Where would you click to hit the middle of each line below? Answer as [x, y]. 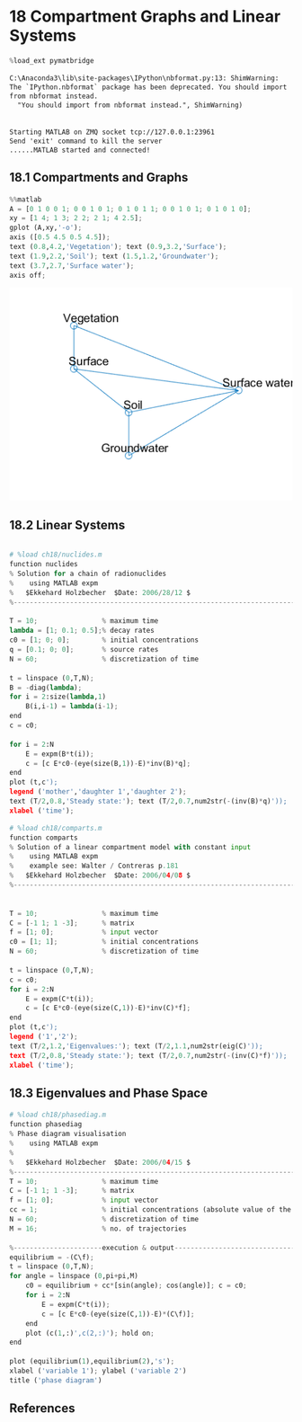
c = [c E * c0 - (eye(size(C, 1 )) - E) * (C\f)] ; [118, 1314]
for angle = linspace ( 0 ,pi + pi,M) [74, 1276]
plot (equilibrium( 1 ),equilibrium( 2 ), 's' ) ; [92, 1362]
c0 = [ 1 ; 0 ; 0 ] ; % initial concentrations [104, 640]
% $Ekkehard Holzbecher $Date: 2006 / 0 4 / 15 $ [100, 1162]
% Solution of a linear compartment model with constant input [130, 847]
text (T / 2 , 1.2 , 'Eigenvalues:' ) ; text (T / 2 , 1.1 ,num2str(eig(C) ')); [136, 1046]
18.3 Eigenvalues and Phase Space [109, 1093]
